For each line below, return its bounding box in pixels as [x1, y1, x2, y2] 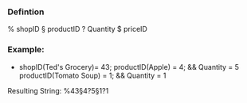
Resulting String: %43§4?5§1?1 [7, 86, 109, 95]
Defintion [7, 6, 45, 17]
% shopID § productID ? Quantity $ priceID [7, 25, 148, 34]
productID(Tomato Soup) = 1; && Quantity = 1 [18, 71, 167, 80]
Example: [7, 44, 45, 55]
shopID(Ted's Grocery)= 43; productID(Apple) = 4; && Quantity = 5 [18, 62, 240, 71]
